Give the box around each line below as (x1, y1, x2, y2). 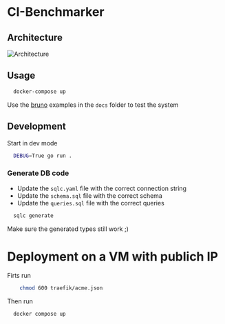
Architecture (7, 32, 63, 43)
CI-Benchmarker (7, 4, 105, 20)
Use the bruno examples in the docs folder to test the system (7, 101, 179, 109)
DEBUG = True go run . (13, 152, 72, 159)
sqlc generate (13, 212, 54, 219)
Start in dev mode (7, 139, 58, 147)
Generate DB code (7, 168, 69, 178)
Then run (7, 297, 33, 305)
